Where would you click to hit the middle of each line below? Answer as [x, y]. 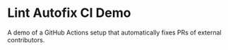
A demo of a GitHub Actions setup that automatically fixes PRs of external [114, 32]
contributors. [26, 39]
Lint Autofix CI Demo [69, 13]
